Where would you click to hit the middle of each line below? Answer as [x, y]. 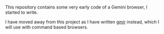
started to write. [22, 12]
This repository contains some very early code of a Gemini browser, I [76, 7]
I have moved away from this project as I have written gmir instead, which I [82, 22]
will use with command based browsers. [47, 27]
